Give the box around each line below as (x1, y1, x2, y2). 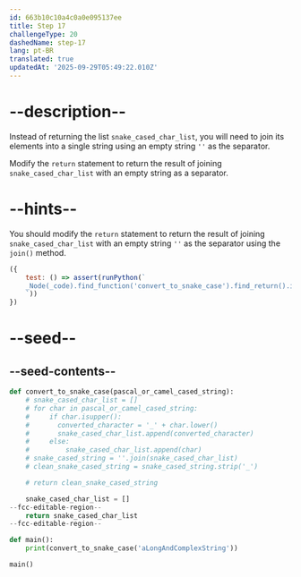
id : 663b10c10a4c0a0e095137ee (9, 13, 123, 22)
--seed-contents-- (9, 363, 116, 378)
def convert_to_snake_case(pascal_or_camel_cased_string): (9, 387, 235, 396)
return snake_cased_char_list (25, 511, 139, 520)
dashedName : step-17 (9, 38, 87, 47)
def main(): (9, 536, 54, 545)
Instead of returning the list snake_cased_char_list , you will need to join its (9, 131, 285, 141)
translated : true (9, 55, 74, 64)
